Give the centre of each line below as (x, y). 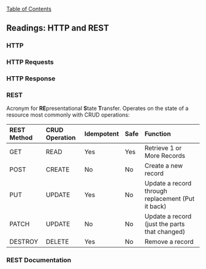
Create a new (164, 166)
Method (21, 138)
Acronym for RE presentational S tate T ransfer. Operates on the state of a (97, 108)
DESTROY (24, 242)
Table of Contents (29, 9)
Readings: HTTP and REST (58, 28)
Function (158, 134)
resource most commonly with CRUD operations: (68, 115)
